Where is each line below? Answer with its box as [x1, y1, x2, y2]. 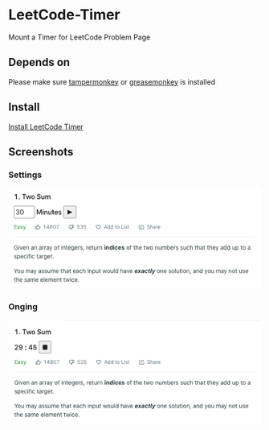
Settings [8, 169, 43, 180]
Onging [8, 301, 39, 312]
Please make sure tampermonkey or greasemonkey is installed [8, 76, 216, 86]
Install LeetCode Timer [8, 122, 84, 131]
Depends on [8, 56, 71, 69]
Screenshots [8, 145, 74, 159]
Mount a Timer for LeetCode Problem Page [8, 32, 151, 42]
